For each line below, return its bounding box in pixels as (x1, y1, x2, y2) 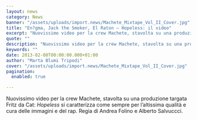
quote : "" (6, 36, 30, 42)
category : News (6, 14, 43, 20)
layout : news (6, 8, 38, 15)
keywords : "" (6, 47, 38, 53)
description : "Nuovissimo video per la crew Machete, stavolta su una (6, 42, 182, 47)
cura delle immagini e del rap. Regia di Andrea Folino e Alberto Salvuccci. (6, 108, 183, 115)
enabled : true (11, 74, 46, 80)
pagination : (6, 68, 35, 74)
